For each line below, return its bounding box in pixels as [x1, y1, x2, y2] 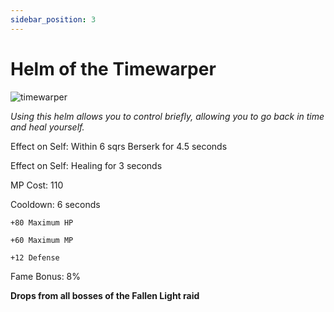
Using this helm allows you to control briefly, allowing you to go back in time [10, 110, 325, 122]
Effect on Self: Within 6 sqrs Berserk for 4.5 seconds [10, 140, 228, 152]
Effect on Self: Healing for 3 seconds [10, 159, 163, 171]
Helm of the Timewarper [10, 57, 217, 80]
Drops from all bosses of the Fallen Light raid [10, 289, 200, 301]
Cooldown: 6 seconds [10, 198, 101, 210]
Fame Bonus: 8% [10, 270, 82, 282]
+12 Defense [10, 252, 60, 263]
